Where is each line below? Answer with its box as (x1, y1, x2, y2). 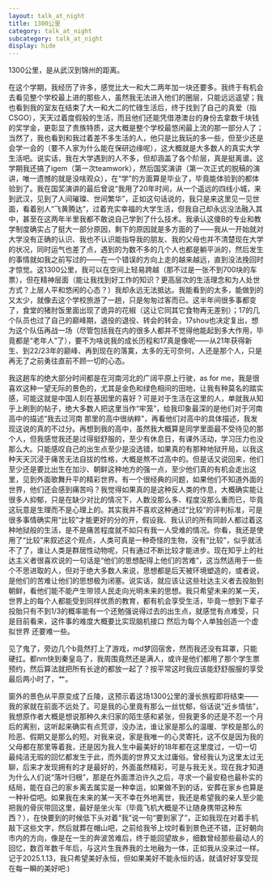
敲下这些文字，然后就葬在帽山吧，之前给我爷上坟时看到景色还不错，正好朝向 (8, 823, 264, 833)
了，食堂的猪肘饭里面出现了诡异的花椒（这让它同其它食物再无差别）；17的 (8, 306, 253, 315)
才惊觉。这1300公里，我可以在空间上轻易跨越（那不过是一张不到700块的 (8, 265, 251, 275)
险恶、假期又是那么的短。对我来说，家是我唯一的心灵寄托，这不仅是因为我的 (8, 732, 264, 742)
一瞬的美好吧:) (22, 864, 70, 874)
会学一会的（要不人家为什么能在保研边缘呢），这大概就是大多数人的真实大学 (8, 143, 261, 153)
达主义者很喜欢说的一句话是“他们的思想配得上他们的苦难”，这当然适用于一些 (8, 556, 263, 566)
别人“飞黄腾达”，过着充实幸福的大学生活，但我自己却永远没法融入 (36, 204, 257, 214)
